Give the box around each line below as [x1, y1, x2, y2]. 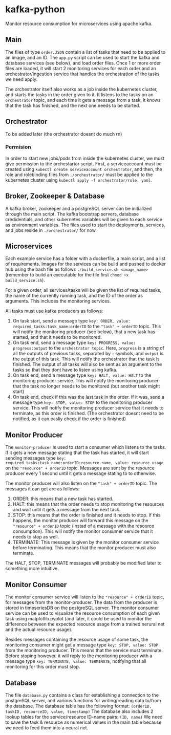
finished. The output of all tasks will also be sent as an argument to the [12, 361, 162, 368]
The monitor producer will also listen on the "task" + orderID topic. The [5, 480, 157, 487]
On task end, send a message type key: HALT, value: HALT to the [12, 372, 152, 378]
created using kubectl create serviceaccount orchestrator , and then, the [5, 166, 162, 172]
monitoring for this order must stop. [5, 664, 80, 670]
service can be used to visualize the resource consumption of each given [5, 610, 160, 616]
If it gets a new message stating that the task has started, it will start [5, 449, 149, 456]
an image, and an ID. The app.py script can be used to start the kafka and [5, 54, 160, 60]
